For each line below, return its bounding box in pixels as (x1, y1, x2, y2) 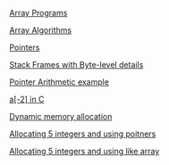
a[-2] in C (9, 94, 45, 104)
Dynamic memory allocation (9, 111, 113, 121)
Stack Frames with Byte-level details (9, 60, 144, 70)
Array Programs (9, 8, 68, 18)
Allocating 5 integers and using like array (9, 146, 160, 156)
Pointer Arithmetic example (9, 77, 110, 87)
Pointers (9, 42, 40, 53)
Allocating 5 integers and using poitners (9, 128, 156, 139)
